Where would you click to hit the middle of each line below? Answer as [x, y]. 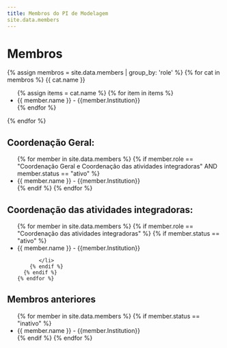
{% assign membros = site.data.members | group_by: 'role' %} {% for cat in [113, 73]
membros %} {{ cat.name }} [46, 80]
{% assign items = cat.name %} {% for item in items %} [95, 93]
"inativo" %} [34, 323]
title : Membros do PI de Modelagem [58, 13]
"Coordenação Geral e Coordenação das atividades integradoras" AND [117, 166]
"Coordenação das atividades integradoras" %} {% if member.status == [118, 234]
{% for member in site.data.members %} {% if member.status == [108, 316]
